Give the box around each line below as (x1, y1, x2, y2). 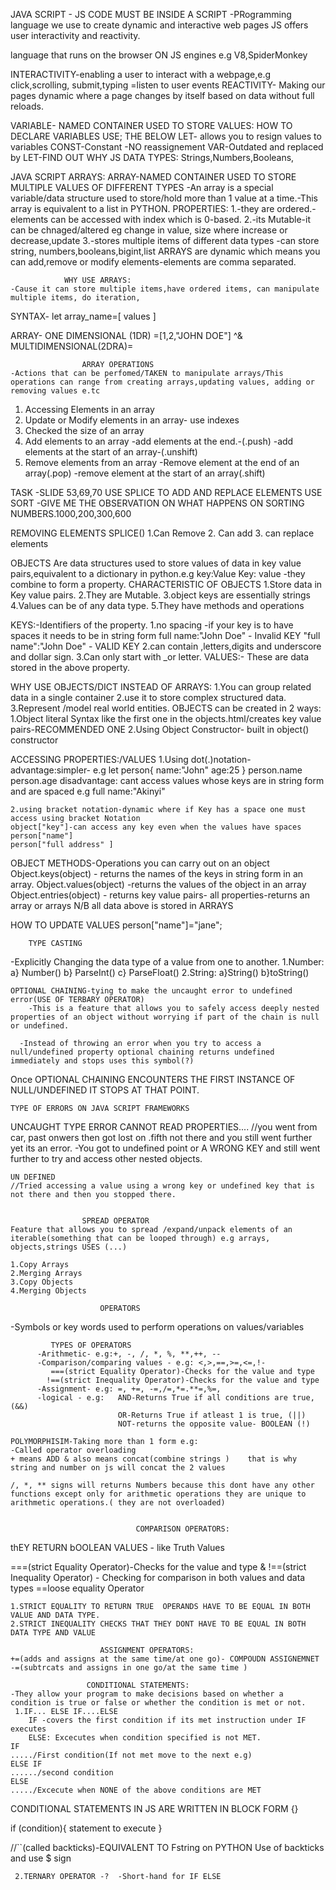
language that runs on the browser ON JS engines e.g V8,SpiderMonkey (10, 49, 308, 61)
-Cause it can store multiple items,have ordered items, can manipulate (10, 284, 320, 294)
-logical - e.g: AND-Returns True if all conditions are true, (36, 1393, 315, 1403)
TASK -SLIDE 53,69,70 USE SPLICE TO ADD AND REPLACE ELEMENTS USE (10, 487, 323, 498)
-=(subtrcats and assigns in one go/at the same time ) (10, 1663, 248, 1673)
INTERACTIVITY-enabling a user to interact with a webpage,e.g (10, 69, 272, 80)
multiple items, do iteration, (10, 293, 141, 303)
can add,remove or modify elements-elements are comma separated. (10, 256, 297, 268)
